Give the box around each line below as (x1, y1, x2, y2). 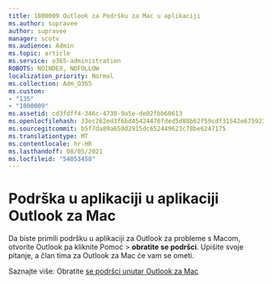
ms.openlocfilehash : (8, 117, 79, 125)
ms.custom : (8, 87, 45, 95)
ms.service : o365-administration (8, 57, 121, 66)
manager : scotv (8, 34, 60, 43)
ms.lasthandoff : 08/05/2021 (8, 147, 104, 155)
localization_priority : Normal (8, 72, 114, 80)
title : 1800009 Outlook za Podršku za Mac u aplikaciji (8, 11, 201, 20)
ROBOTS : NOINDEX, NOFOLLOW (8, 65, 100, 73)
